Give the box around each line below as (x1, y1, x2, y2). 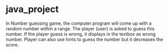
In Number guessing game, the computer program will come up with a (6, 20, 152, 26)
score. (6, 41, 19, 47)
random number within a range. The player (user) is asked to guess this (6, 25, 155, 31)
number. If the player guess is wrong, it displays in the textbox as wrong (6, 31, 156, 37)
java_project (6, 4, 59, 15)
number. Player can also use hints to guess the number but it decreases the (6, 36, 163, 42)
